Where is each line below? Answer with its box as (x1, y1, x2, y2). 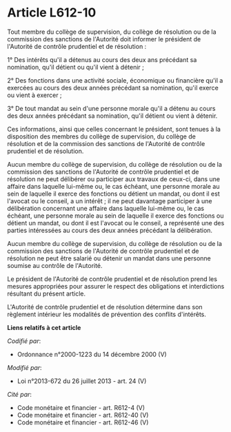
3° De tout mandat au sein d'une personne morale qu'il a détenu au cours (7, 104, 216, 112)
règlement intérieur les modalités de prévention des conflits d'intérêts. (7, 310, 207, 318)
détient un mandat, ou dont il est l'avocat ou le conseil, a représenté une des (7, 218, 225, 227)
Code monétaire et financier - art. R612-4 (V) (17, 403, 145, 411)
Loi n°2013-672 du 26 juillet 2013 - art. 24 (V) (17, 377, 147, 385)
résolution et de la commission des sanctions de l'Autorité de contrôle (7, 139, 205, 147)
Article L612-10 (7, 5, 97, 21)
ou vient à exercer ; (7, 91, 62, 99)
